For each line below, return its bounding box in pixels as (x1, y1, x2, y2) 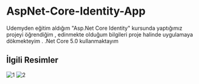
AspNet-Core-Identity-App (6, 4, 146, 18)
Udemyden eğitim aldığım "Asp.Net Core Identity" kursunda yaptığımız (6, 24, 183, 32)
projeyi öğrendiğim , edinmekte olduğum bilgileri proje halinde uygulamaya (6, 30, 194, 38)
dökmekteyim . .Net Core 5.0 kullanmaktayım (6, 37, 119, 44)
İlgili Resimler (6, 55, 59, 65)
